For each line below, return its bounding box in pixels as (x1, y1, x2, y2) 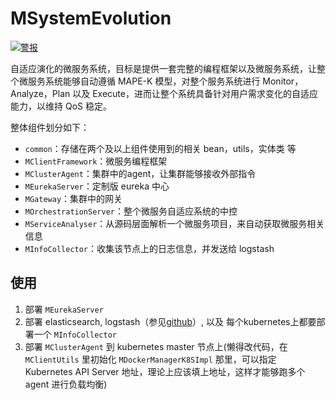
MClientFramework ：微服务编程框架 (24, 155, 168, 167)
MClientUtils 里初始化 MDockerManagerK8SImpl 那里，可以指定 (24, 353, 277, 365)
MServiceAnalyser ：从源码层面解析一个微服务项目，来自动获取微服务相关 (24, 217, 325, 229)
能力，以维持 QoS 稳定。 (10, 100, 112, 112)
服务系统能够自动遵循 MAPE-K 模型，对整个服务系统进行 (27, 75, 261, 87)
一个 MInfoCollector (33, 328, 117, 340)
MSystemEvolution (10, 7, 172, 30)
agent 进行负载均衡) (24, 378, 108, 390)
